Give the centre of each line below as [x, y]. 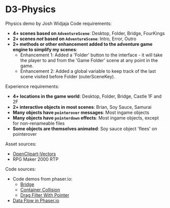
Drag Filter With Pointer [45, 195]
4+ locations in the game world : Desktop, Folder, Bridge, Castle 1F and [87, 96]
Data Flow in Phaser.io [36, 200]
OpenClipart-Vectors [34, 154]
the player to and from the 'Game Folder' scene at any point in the [89, 60]
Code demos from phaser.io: [42, 179]
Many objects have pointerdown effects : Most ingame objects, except [86, 117]
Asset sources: [21, 144]
